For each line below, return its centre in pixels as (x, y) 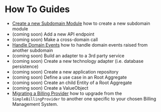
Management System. (35, 104)
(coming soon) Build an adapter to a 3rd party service (68, 55)
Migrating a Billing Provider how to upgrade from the (67, 93)
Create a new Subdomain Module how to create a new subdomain (81, 23)
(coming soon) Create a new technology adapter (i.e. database (78, 61)
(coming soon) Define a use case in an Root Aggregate (70, 77)
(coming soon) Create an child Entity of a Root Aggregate (72, 83)
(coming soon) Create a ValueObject (50, 88)
